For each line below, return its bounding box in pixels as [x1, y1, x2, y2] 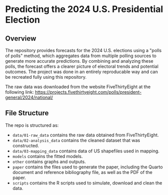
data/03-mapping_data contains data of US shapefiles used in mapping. [12, 148, 160, 154]
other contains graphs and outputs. [12, 158, 87, 164]
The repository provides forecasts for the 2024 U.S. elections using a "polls [5, 48, 162, 53]
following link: [5, 89, 34, 95]
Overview [5, 34, 37, 43]
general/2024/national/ [5, 94, 53, 100]
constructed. [12, 142, 39, 148]
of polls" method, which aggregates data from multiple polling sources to [5, 53, 157, 59]
